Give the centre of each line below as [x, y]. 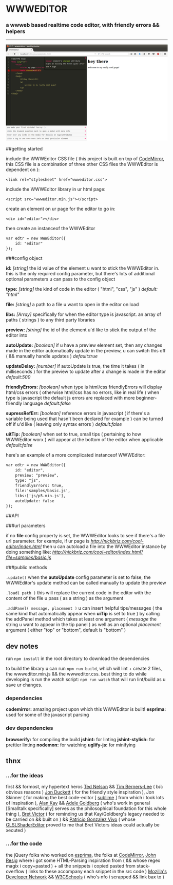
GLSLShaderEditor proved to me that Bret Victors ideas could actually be [83, 825]
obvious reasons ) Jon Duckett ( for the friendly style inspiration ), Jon [80, 792]
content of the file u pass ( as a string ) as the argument [65, 598]
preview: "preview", [37, 476]
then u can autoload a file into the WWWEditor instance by [104, 547]
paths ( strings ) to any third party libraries [51, 320]
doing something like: [28, 552]
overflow [15, 871]
